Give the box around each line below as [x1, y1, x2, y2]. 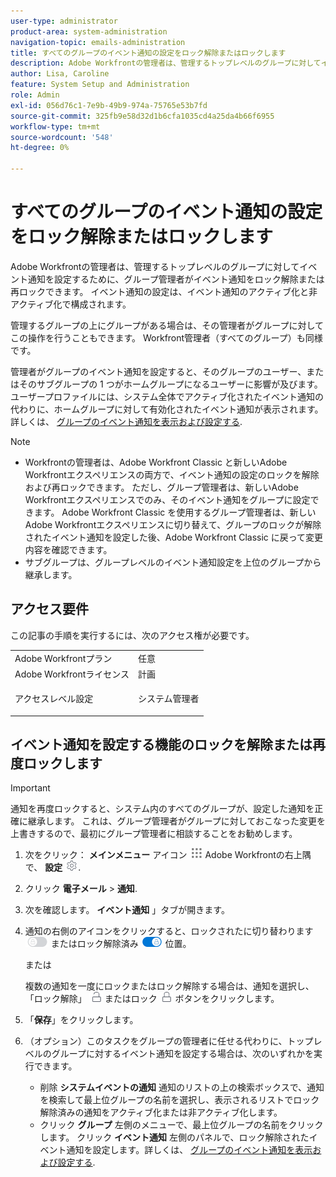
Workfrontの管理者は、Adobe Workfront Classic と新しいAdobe [24, 456, 288, 468]
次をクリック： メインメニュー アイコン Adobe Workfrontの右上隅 [24, 849, 312, 861]
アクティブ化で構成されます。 [10, 298, 132, 310]
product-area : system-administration [10, 26, 168, 37]
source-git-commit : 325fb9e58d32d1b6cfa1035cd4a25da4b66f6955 [10, 111, 275, 121]
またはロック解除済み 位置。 [50, 938, 192, 950]
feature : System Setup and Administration [10, 80, 190, 90]
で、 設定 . [24, 861, 82, 874]
